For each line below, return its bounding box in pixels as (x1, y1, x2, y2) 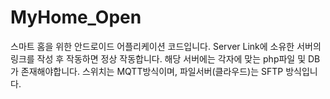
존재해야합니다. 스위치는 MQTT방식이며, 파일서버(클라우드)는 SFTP (20, 65, 284, 77)
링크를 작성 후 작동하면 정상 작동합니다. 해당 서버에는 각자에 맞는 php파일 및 (10, 52, 307, 65)
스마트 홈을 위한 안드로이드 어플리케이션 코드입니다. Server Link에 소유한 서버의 (10, 40, 322, 52)
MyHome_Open (10, 6, 142, 29)
